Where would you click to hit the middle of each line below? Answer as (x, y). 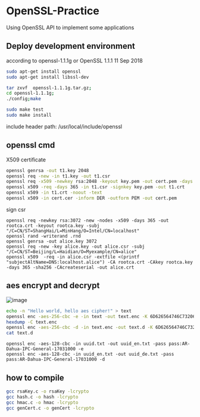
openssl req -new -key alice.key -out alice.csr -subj (76, 246)
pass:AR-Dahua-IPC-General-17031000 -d (56, 360)
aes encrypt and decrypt (53, 286)
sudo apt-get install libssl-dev (48, 77)
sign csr (16, 209)
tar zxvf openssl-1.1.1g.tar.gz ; (49, 88)
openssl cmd (31, 145)
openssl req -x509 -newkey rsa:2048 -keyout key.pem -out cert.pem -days (100, 182)
